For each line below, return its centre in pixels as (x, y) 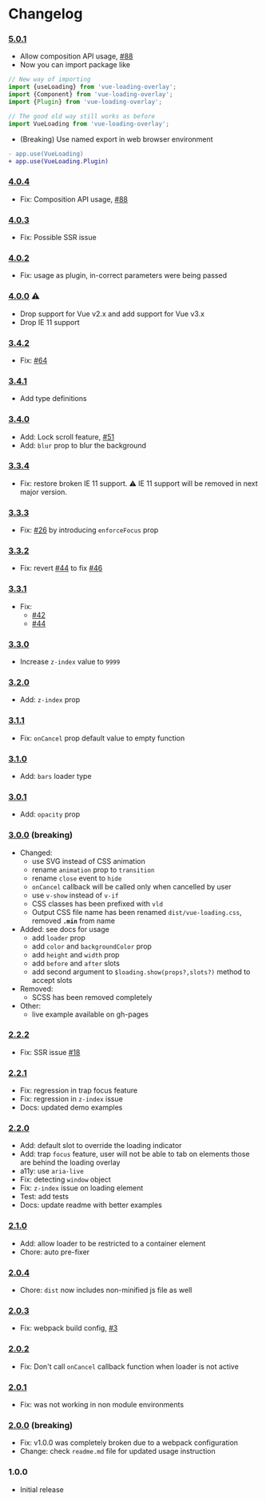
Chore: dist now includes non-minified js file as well (106, 1290)
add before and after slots (75, 963)
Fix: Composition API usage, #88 (74, 199)
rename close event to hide (77, 878)
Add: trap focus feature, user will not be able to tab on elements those (135, 1154)
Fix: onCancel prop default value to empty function (102, 738)
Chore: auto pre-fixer (55, 1252)
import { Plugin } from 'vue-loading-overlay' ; (85, 102)
